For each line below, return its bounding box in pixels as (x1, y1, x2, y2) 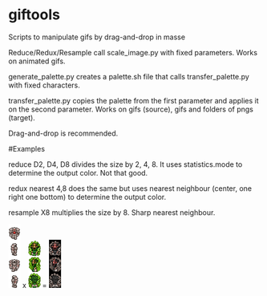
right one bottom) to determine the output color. (8, 192, 167, 201)
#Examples (8, 144, 46, 153)
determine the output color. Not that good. (8, 168, 148, 177)
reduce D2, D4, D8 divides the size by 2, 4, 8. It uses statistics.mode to (8, 159, 243, 169)
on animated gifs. (8, 56, 66, 66)
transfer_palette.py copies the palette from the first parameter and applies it (8, 95, 259, 105)
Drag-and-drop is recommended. (8, 128, 119, 138)
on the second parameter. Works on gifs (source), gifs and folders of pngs (8, 104, 254, 114)
